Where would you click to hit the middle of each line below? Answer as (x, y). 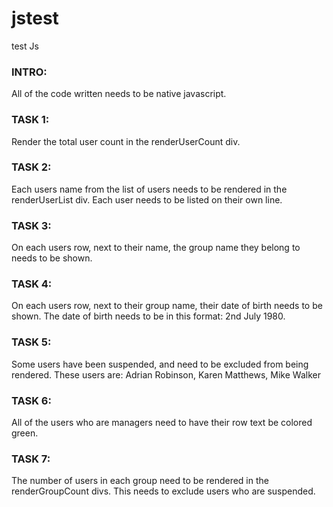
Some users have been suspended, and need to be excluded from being (160, 364)
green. (25, 433)
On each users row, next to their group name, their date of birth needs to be (167, 306)
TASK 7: (31, 459)
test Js (25, 46)
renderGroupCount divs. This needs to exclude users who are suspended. (163, 491)
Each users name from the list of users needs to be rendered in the (149, 189)
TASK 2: (31, 167)
